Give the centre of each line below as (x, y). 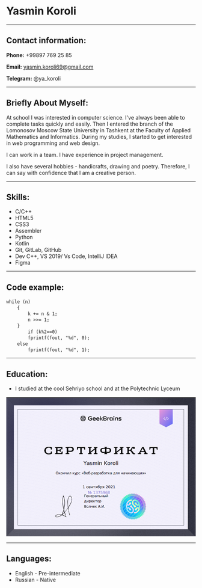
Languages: (29, 559)
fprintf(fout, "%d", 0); (59, 338)
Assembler (28, 231)
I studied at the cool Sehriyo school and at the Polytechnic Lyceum (97, 388)
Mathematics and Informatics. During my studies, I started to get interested (99, 136)
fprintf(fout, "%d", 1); (59, 350)
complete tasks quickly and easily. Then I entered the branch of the (90, 124)
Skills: (18, 197)
